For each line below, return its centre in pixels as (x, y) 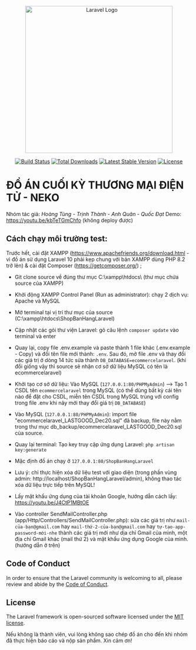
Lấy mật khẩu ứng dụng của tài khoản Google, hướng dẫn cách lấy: (96, 496)
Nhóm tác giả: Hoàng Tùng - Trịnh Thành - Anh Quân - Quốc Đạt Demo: (94, 214)
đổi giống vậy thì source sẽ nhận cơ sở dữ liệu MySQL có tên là (91, 366)
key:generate (31, 450)
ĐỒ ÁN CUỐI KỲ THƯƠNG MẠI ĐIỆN (95, 185)
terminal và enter (35, 336)
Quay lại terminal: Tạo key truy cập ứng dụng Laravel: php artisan (94, 444)
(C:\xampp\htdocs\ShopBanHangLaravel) (64, 319)
